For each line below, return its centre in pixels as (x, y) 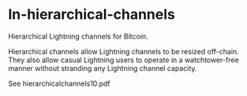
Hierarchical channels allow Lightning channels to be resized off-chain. (123, 51)
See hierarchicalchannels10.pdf (59, 83)
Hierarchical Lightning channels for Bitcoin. (78, 36)
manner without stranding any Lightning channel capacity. (103, 68)
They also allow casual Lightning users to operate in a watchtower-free (123, 60)
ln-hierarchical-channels (92, 15)
